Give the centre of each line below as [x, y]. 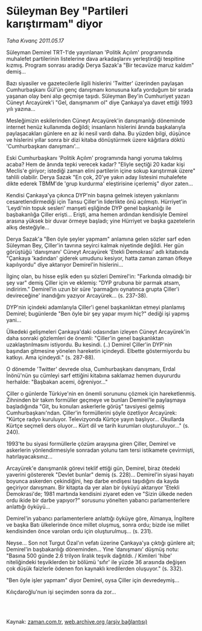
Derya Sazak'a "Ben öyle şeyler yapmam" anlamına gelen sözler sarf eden [99, 239]
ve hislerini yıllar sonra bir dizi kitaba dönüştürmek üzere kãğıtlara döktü [96, 139]
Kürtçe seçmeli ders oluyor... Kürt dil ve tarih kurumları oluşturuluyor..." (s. [98, 425]
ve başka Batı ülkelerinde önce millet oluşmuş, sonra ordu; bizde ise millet [98, 525]
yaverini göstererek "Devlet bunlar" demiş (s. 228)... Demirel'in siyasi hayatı [100, 474]
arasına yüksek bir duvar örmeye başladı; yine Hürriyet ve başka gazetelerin [101, 221]
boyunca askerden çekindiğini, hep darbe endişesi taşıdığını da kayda [93, 481]
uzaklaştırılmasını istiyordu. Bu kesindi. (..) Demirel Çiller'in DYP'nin [89, 344]
